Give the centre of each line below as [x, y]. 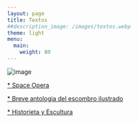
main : [21, 46]
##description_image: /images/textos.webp [69, 26]
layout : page [26, 13]
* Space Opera [28, 85]
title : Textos [28, 20]
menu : [15, 39]
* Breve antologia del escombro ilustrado [65, 98]
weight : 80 [35, 53]
